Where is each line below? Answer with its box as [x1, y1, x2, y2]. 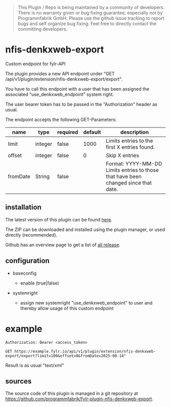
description [120, 129, 149, 136]
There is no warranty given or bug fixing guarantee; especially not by [17, 10, 163, 16]
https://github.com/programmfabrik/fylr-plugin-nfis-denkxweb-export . [5, 396, 154, 402]
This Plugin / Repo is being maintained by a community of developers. [17, 5, 165, 10]
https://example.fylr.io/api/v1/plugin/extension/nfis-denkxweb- [14, 349, 156, 354]
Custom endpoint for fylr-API [5, 61, 66, 67]
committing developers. [17, 26, 68, 32]
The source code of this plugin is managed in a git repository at [5, 390, 138, 397]
